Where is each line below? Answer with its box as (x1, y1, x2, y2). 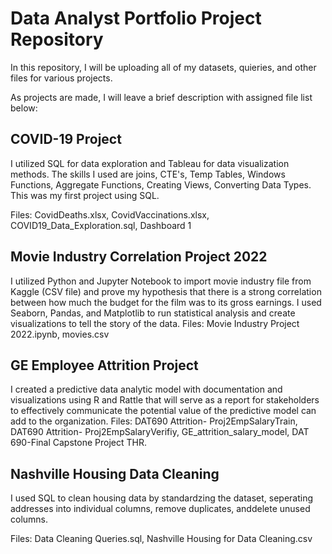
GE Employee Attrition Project (10, 357, 199, 374)
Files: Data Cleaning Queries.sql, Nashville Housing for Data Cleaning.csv (10, 533, 313, 545)
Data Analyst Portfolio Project (10, 7, 262, 30)
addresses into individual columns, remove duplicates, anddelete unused (10, 503, 311, 515)
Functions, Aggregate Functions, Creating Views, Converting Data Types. (10, 178, 312, 191)
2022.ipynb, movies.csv (10, 328, 110, 340)
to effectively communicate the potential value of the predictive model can (10, 405, 317, 417)
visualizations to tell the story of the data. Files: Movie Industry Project (10, 317, 300, 329)
